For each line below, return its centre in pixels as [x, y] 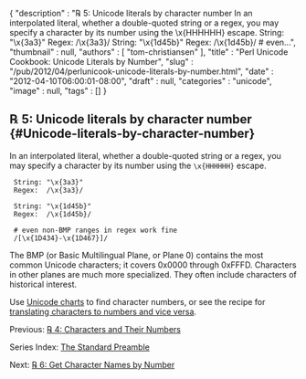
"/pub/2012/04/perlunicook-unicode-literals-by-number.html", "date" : [142, 71]
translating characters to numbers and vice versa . [103, 311]
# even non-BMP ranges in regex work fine [95, 230]
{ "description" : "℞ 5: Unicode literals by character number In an [131, 13]
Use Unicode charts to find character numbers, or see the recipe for [137, 301]
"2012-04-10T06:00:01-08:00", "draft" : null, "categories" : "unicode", [141, 81]
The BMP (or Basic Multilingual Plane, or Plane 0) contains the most [137, 255]
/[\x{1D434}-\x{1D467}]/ [60, 238]
